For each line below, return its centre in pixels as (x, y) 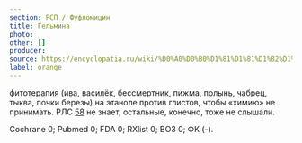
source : (24, 59)
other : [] (28, 42)
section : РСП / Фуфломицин (60, 17)
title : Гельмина (40, 26)
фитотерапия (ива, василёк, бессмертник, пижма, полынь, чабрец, (138, 93)
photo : (22, 34)
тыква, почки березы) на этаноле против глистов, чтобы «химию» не (142, 102)
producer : (28, 51)
